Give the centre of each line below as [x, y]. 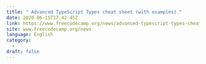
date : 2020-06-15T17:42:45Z [42, 18]
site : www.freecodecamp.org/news [49, 29]
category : [19, 40]
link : [13, 23]
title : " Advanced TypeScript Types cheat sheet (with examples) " [94, 12]
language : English [30, 35]
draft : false [23, 52]
